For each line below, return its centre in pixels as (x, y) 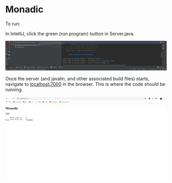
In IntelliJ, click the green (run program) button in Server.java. (70, 33)
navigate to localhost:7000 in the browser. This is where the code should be (85, 84)
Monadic (24, 10)
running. (14, 89)
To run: (13, 24)
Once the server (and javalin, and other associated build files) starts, (78, 79)
